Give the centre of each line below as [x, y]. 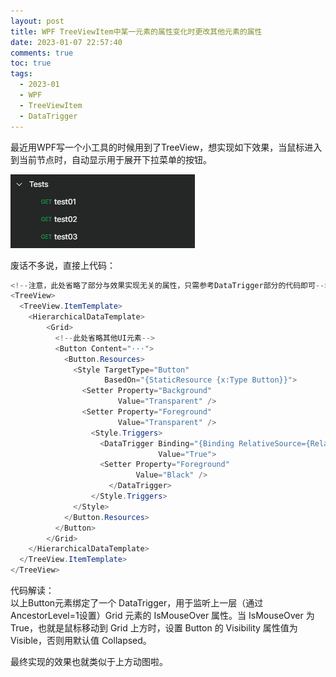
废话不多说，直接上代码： [63, 265]
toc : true [31, 63]
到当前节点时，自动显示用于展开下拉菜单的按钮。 [111, 159]
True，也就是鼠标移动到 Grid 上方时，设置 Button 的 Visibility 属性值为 [154, 628]
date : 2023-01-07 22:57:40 [66, 42]
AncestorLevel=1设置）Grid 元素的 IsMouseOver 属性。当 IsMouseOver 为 [162, 615]
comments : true [42, 53]
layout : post [37, 21]
